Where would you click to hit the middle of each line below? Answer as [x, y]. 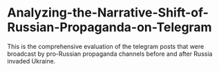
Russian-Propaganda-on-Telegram [109, 27]
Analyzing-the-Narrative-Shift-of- [108, 13]
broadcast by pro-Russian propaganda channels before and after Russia [110, 54]
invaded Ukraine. [31, 61]
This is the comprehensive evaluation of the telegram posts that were [106, 46]
